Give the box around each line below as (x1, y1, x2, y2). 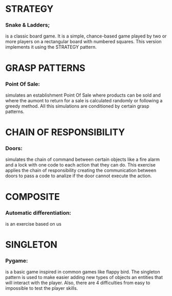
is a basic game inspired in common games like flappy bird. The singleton (5, 269, 160, 275)
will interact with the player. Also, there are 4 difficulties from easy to (5, 280, 150, 286)
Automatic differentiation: (5, 209, 72, 216)
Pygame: (5, 257, 28, 265)
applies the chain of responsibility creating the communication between (5, 168, 157, 174)
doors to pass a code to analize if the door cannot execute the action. (5, 173, 152, 179)
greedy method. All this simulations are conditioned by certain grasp (5, 103, 149, 109)
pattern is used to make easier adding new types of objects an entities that (5, 274, 163, 281)
